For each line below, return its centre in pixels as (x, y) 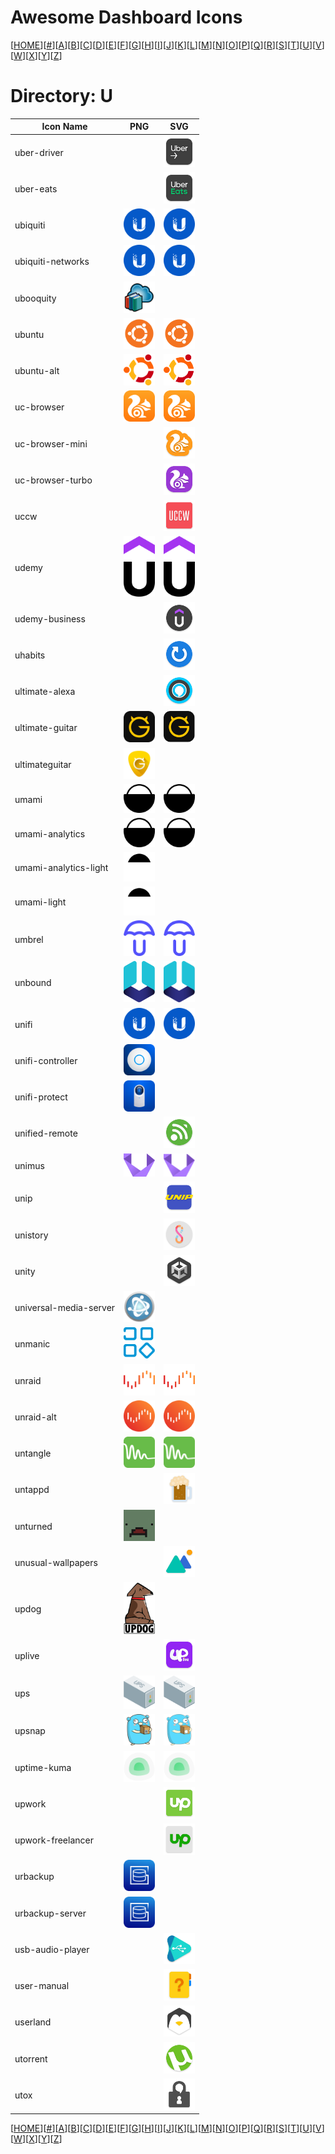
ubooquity (35, 298)
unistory (31, 1235)
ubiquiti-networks (52, 262)
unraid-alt (35, 1417)
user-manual (42, 1986)
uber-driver (39, 152)
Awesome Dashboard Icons (126, 17)
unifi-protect (41, 1097)
